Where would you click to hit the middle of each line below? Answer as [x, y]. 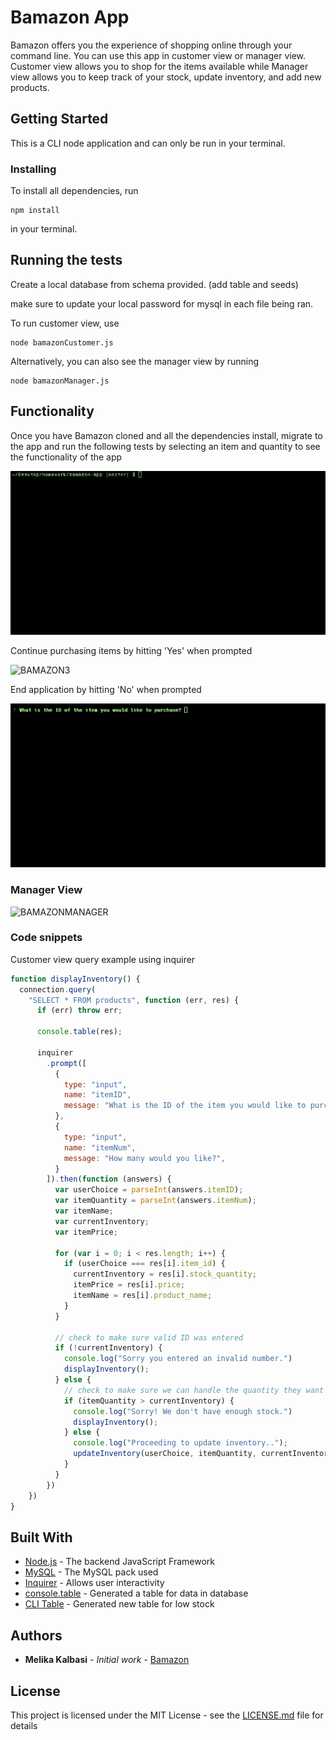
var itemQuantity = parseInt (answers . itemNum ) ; [155, 1201]
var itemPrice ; [86, 1232]
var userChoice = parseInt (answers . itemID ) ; [149, 1190]
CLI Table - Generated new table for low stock [119, 1604]
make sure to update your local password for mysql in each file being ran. [162, 303]
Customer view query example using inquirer [103, 959]
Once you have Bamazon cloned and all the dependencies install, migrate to [166, 435]
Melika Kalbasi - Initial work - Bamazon [107, 1660]
